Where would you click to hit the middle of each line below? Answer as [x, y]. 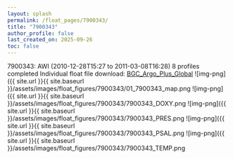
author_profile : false [40, 33]
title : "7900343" [33, 27]
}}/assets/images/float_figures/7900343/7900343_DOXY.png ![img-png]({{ [117, 103]
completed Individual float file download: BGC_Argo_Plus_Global [100, 74]
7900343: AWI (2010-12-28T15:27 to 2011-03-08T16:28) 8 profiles [103, 66]
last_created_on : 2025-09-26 [50, 40]
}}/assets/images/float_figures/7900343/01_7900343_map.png [99, 89]
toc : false [23, 46]
